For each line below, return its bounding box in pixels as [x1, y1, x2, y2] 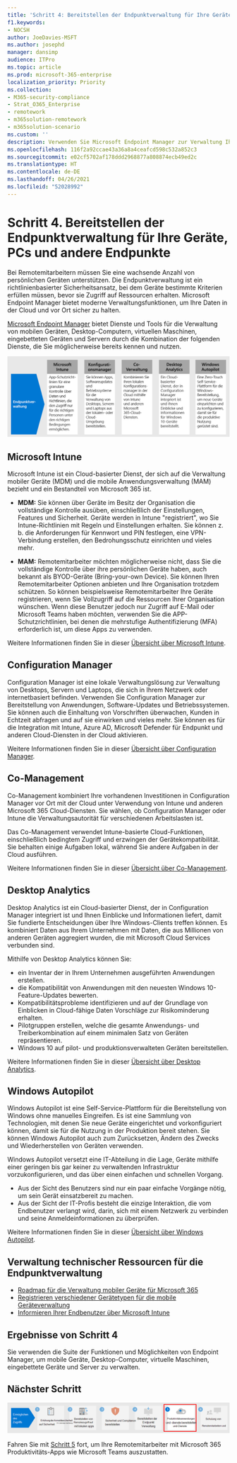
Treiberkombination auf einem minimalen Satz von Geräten [17, 1028, 189, 1037]
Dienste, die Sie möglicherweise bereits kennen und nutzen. [7, 342, 182, 351]
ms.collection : [7, 86, 52, 93]
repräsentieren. [17, 1036, 63, 1044]
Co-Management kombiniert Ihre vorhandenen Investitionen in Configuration [7, 791, 230, 799]
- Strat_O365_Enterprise [7, 101, 80, 108]
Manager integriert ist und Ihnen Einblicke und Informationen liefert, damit [7, 911, 222, 919]
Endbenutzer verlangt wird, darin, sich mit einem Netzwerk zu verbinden [17, 1207, 229, 1215]
